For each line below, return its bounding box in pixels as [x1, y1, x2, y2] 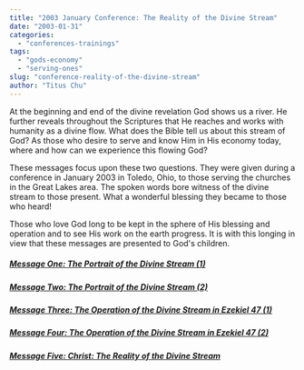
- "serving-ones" [17, 65, 83, 74]
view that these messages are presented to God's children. [9, 237, 230, 248]
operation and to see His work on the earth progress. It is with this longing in [9, 228, 296, 239]
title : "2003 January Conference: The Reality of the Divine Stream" [9, 13, 279, 23]
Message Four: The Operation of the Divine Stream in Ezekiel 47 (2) [9, 327, 270, 338]
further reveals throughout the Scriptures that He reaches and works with [9, 115, 284, 126]
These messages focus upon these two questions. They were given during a [9, 162, 296, 173]
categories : [9, 30, 54, 39]
